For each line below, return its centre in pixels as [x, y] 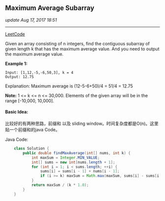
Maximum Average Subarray [50, 8]
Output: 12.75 [20, 77]
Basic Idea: [17, 112]
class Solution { [32, 149]
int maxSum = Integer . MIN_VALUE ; [65, 158]
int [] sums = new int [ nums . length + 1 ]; [73, 162]
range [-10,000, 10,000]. [30, 101]
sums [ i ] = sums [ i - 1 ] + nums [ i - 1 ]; [80, 172]
